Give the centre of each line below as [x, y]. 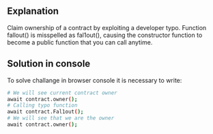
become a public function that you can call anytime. [80, 42]
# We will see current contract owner [62, 93]
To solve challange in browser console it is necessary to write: [95, 80]
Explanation [33, 11]
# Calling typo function [42, 105]
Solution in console [49, 64]
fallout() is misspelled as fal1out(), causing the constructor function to [105, 35]
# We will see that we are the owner [61, 118]
